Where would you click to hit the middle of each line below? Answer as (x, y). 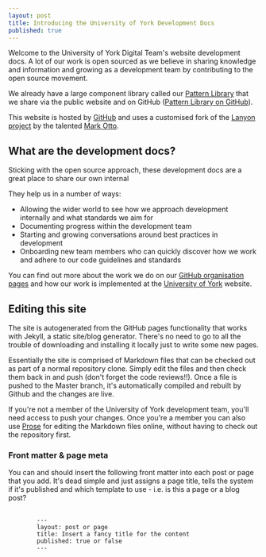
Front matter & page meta (58, 455)
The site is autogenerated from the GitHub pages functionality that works (128, 328)
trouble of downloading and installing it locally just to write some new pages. (133, 345)
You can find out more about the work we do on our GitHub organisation (126, 276)
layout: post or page (73, 528)
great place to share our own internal (69, 179)
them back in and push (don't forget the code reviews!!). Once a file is (123, 377)
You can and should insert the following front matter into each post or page (131, 473)
